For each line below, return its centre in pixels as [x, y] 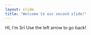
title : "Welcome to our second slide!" [46, 14]
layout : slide [20, 9]
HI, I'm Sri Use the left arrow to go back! [46, 27]
